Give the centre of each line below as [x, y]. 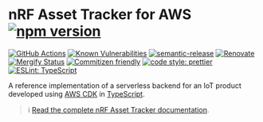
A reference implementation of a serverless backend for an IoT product [125, 86]
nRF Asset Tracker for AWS [100, 15]
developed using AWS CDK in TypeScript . [77, 93]
